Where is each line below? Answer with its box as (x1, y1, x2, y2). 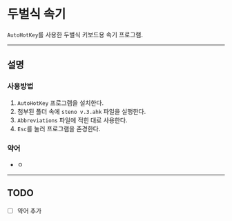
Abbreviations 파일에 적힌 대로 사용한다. (17, 115, 128, 124)
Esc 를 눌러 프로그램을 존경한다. (17, 124, 101, 133)
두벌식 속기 (7, 6, 66, 22)
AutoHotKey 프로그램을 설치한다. (17, 98, 104, 107)
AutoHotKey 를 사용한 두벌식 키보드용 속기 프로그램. (7, 30, 144, 39)
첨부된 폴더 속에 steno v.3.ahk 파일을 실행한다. (17, 107, 146, 115)
